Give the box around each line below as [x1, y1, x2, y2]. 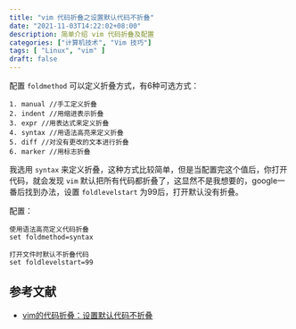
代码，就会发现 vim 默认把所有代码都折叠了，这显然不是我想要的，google [9, 175, 278, 186]
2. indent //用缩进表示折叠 [9, 109, 104, 118]
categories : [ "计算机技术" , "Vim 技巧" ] [9, 38, 152, 47]
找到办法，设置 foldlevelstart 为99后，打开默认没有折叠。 [24, 187, 243, 197]
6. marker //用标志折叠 [9, 148, 91, 156]
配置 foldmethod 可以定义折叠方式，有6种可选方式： [9, 80, 200, 90]
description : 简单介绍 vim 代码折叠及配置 [9, 30, 154, 38]
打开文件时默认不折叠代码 [9, 250, 89, 259]
